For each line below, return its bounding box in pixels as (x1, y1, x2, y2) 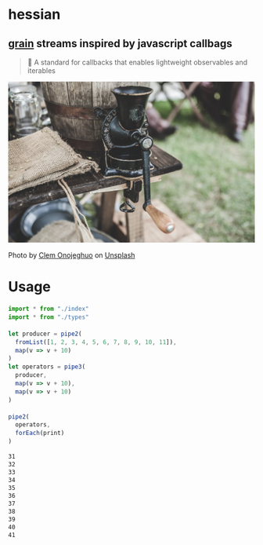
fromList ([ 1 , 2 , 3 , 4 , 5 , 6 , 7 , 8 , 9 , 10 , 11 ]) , (15, 338, 178, 346)
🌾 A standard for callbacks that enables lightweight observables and (27, 57, 248, 67)
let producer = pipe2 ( (8, 330, 82, 338)
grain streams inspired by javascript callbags (8, 37, 232, 50)
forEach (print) (15, 430, 65, 437)
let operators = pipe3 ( (8, 363, 86, 371)
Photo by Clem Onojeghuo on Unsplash (8, 251, 135, 260)
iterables (27, 66, 56, 75)
